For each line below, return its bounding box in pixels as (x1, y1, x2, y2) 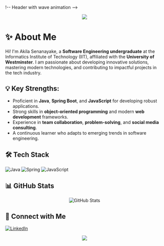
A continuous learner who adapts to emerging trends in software (12, 130, 147, 136)
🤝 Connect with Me (5, 212, 66, 221)
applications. (12, 103, 39, 109)
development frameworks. (12, 113, 68, 120)
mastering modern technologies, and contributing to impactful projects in (5, 64, 157, 70)
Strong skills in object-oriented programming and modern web (12, 108, 145, 114)
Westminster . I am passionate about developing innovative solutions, (5, 59, 149, 65)
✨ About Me (5, 31, 57, 43)
